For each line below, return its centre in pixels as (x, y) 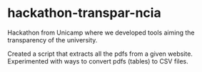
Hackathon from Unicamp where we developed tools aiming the (101, 32)
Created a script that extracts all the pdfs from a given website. (100, 54)
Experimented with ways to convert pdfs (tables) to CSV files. (98, 61)
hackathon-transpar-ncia (85, 13)
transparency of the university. (52, 40)
